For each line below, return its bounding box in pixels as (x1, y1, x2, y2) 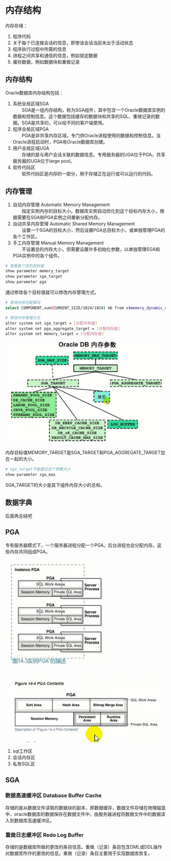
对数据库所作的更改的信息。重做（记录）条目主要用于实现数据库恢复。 (5, 850, 153, 856)
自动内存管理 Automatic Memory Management (12, 201, 110, 207)
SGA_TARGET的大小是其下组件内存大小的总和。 (5, 482, 105, 488)
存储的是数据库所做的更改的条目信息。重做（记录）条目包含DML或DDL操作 (5, 844, 162, 850)
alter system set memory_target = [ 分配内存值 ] (5, 331, 104, 336)
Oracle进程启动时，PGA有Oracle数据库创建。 (12, 139, 108, 145)
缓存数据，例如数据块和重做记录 (12, 59, 80, 65)
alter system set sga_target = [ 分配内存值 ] (5, 321, 98, 326)
